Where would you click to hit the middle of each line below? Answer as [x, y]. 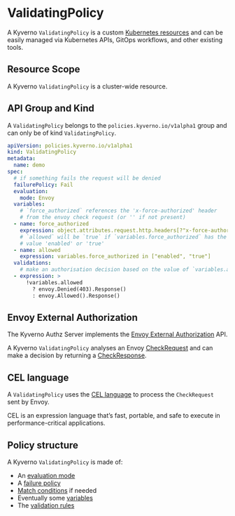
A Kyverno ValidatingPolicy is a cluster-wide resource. [87, 86]
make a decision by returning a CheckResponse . [77, 355]
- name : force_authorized [51, 224]
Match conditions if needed [57, 490]
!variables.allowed [54, 282]
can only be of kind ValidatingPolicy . [62, 133]
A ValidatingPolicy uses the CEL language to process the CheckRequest [111, 395]
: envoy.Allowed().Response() [76, 296]
